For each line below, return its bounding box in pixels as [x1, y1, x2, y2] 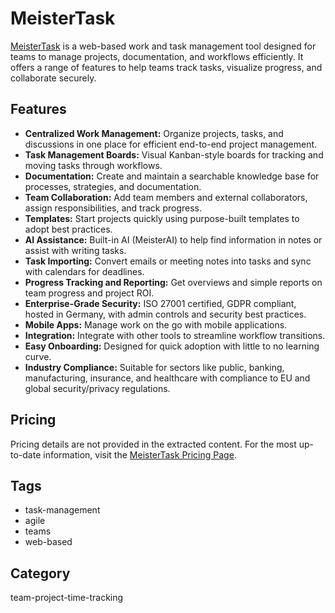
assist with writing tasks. [24, 244, 127, 256]
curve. [24, 350, 52, 362]
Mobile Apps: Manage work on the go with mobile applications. [24, 318, 288, 331]
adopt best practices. [24, 223, 113, 235]
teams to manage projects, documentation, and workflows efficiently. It [10, 50, 304, 62]
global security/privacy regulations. [24, 382, 171, 394]
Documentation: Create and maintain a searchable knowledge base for [24, 170, 320, 182]
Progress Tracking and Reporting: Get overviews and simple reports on [24, 276, 323, 288]
